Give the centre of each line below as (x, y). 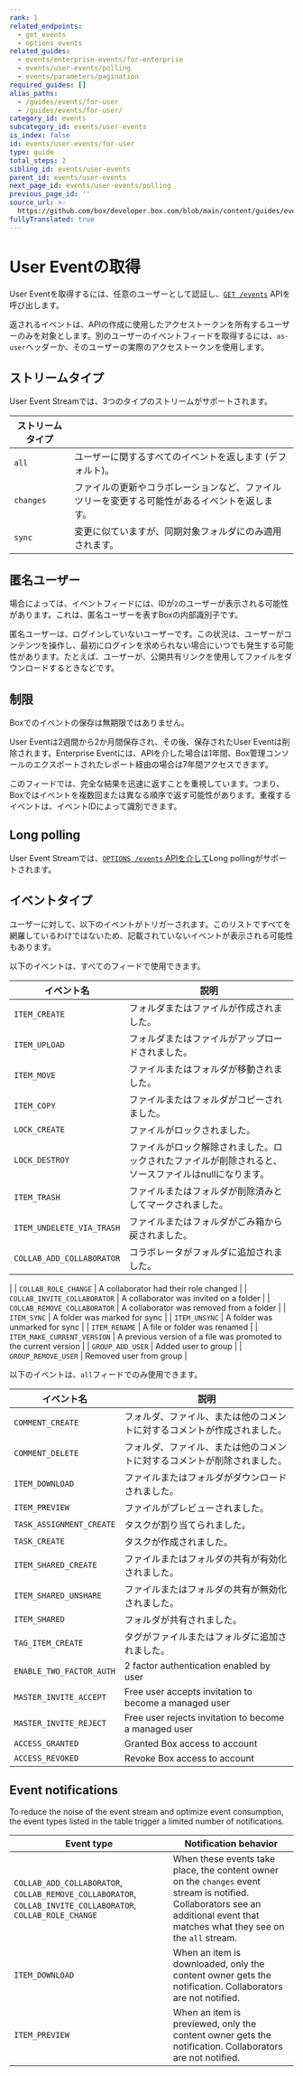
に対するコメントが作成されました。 (211, 1430)
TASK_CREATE (40, 1541)
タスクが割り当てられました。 (188, 1525)
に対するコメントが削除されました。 (211, 1461)
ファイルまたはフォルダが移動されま (206, 1069)
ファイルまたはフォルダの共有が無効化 (206, 1589)
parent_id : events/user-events (68, 177)
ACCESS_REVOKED (46, 1758)
